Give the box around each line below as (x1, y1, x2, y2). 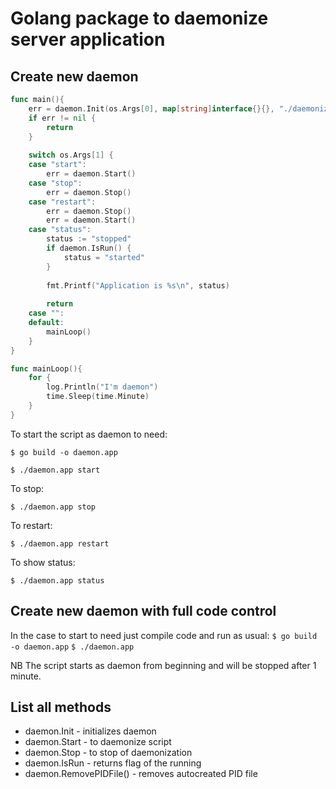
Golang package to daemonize (10, 7, 269, 30)
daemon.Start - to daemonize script (24, 736, 172, 748)
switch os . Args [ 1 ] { (28, 150, 114, 161)
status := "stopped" (46, 234, 132, 244)
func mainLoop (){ (10, 363, 83, 374)
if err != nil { (28, 113, 97, 123)
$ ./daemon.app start (10, 465, 101, 475)
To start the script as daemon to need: (10, 428, 168, 440)
